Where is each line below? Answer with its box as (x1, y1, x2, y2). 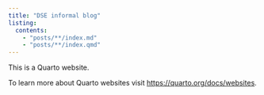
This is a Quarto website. (8, 63, 90, 72)
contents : (15, 26, 48, 34)
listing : (8, 19, 37, 27)
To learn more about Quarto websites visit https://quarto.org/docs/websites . (8, 78, 258, 88)
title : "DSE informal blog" (8, 11, 101, 20)
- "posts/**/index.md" (22, 33, 98, 42)
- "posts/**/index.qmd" (22, 41, 101, 49)
